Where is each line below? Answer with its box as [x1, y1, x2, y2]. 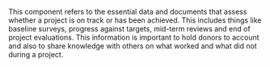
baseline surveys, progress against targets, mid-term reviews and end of [8, 24, 251, 33]
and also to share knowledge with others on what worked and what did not [8, 41, 257, 51]
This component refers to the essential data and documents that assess [8, 7, 247, 16]
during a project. [8, 50, 64, 59]
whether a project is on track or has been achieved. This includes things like [8, 15, 262, 25]
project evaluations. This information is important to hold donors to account [8, 32, 260, 42]
